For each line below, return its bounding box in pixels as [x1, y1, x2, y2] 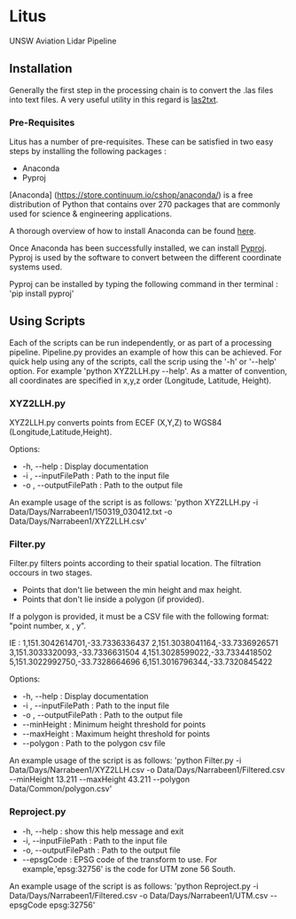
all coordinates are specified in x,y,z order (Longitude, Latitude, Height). [9, 375, 272, 386]
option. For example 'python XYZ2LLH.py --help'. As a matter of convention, [9, 365, 288, 376]
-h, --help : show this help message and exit [21, 826, 184, 837]
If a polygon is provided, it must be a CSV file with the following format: [9, 611, 269, 622]
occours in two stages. [9, 567, 93, 578]
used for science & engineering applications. [9, 208, 173, 219]
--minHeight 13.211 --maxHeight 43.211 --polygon [9, 774, 191, 785]
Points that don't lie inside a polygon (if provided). [21, 594, 205, 604]
